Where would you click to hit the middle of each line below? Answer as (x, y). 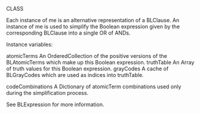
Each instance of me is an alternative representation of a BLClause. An (93, 20)
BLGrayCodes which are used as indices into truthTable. (75, 75)
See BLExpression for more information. (55, 104)
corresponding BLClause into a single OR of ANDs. (68, 33)
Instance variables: (30, 44)
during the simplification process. (47, 93)
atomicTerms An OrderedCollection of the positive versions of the (87, 56)
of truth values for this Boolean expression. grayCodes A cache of (87, 69)
